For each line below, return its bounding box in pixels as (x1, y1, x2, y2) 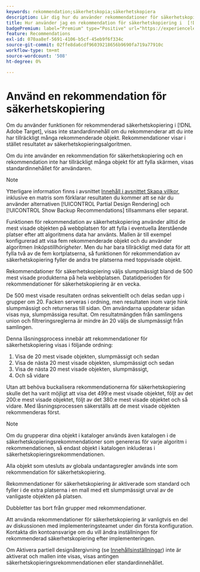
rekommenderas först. (6, 409, 61, 416)
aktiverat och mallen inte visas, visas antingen (6, 553, 119, 560)
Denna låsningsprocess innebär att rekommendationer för (6, 335, 148, 342)
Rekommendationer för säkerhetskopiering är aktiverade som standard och (6, 480, 190, 487)
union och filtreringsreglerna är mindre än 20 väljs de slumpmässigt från (6, 317, 183, 324)
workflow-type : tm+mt (6, 48, 60, 54)
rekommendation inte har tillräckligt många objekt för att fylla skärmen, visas (6, 158, 194, 165)
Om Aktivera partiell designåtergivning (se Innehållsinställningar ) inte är (6, 546, 182, 554)
